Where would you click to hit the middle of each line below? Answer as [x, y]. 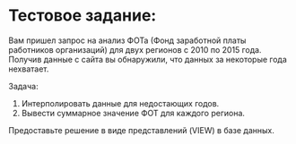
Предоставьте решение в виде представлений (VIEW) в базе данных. [141, 130]
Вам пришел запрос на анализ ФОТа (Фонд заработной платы [127, 40]
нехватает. [29, 69]
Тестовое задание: [83, 16]
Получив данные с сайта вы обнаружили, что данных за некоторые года [148, 59]
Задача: [23, 86]
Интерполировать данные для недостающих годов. [120, 103]
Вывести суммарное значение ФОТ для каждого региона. [133, 113]
